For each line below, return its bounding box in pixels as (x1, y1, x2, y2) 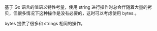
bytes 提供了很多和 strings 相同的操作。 (4, 21, 86, 26)
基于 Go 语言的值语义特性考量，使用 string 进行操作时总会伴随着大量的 (4, 4, 148, 10)
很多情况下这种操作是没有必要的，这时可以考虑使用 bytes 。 (17, 10, 139, 16)
